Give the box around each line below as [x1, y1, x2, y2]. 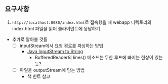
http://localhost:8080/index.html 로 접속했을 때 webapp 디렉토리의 [12, 19, 152, 25]
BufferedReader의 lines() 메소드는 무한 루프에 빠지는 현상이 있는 [34, 54, 163, 60]
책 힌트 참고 [27, 73, 51, 79]
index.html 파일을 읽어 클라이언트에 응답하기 [12, 25, 101, 31]
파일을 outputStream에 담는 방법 [19, 67, 85, 73]
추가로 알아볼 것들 [12, 36, 48, 42]
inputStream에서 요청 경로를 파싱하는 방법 [19, 43, 103, 49]
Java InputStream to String [27, 48, 83, 54]
